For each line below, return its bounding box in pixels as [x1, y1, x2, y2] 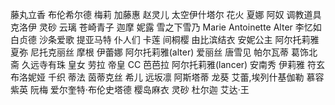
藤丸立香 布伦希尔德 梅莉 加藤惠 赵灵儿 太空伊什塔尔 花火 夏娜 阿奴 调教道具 [10, 9, 322, 20]
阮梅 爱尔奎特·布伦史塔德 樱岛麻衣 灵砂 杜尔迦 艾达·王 [29, 84, 250, 95]
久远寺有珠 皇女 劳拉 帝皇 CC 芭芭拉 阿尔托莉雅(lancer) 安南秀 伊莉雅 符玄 [21, 59, 325, 70]
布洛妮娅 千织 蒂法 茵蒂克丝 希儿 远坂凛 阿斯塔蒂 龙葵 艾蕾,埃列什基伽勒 [10, 71, 305, 83]
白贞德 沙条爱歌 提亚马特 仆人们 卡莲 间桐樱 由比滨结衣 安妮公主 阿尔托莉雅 [10, 34, 320, 45]
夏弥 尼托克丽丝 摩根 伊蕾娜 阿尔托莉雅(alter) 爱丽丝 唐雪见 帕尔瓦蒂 [10, 46, 290, 58]
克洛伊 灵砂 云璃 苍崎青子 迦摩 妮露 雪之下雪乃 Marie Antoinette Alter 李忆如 [10, 21, 322, 33]
